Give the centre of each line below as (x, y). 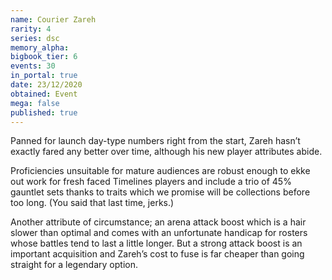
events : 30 (33, 66)
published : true (44, 112)
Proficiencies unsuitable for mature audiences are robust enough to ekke (160, 171)
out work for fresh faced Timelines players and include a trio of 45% (151, 182)
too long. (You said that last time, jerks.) (92, 203)
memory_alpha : (40, 47)
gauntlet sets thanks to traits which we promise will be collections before (160, 192)
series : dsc (35, 38)
